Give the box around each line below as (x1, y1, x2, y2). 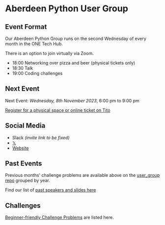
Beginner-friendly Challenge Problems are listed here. (5, 215, 114, 221)
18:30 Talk (12, 65, 33, 71)
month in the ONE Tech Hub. (5, 41, 63, 47)
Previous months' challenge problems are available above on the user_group (5, 172, 160, 178)
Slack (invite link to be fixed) (12, 134, 70, 140)
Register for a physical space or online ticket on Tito (5, 107, 110, 113)
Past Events (5, 160, 42, 168)
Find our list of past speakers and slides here (5, 187, 96, 193)
